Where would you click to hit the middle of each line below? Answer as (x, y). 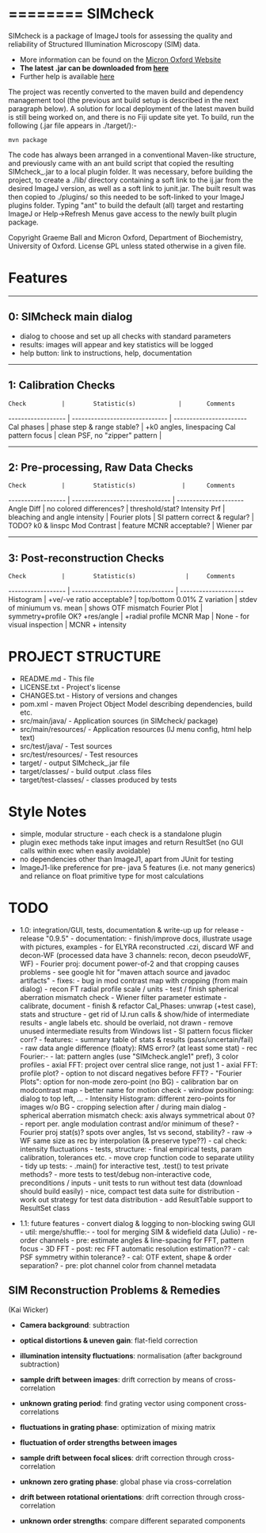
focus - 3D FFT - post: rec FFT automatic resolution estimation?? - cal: (135, 1248)
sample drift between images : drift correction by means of (116, 1379)
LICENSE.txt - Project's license (70, 688)
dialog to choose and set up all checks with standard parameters (125, 336)
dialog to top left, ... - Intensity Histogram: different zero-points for (127, 1098)
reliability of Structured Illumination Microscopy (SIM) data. (104, 44)
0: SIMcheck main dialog (70, 317)
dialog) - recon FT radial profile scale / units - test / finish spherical (129, 989)
